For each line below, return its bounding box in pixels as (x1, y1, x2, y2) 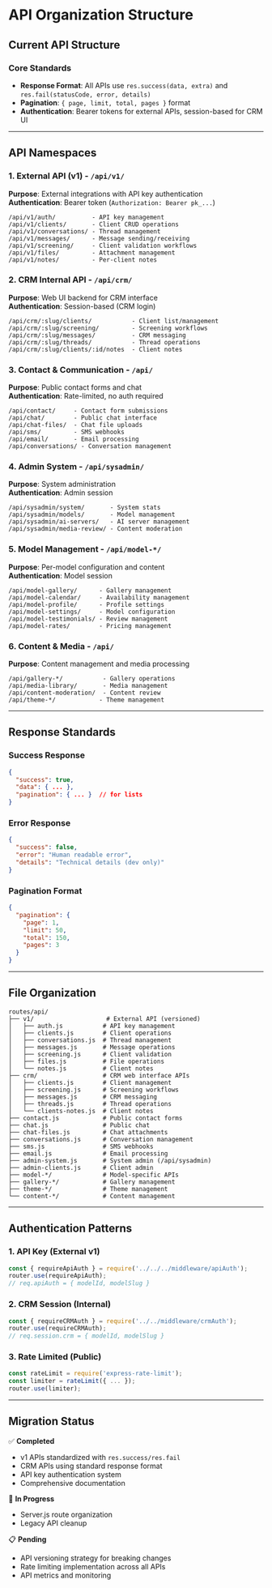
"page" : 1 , (23, 918, 60, 927)
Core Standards (8, 62, 72, 74)
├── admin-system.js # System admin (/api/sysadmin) (8, 1156, 212, 1164)
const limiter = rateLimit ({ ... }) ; (8, 1377, 136, 1385)
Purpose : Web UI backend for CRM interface (8, 292, 158, 302)
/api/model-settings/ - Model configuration (8, 608, 176, 616)
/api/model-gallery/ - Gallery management (8, 586, 172, 595)
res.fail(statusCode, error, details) (19, 91, 151, 99)
